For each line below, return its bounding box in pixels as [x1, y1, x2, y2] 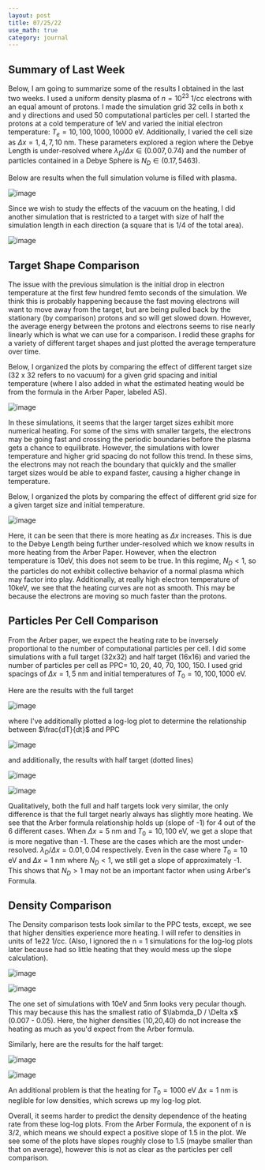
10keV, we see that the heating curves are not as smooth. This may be [8, 583, 235, 592]
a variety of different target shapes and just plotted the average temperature [8, 338, 256, 347]
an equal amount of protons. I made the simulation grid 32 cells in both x [8, 102, 244, 111]
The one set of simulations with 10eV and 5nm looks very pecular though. [8, 999, 247, 1009]
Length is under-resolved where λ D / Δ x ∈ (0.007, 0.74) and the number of [8, 145, 247, 157]
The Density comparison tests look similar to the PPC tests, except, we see [8, 920, 252, 929]
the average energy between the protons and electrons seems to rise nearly [8, 321, 256, 331]
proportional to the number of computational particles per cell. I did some [8, 643, 247, 653]
